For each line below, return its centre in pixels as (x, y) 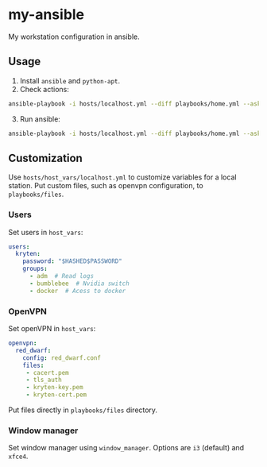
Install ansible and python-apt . (70, 80)
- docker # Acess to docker (77, 291)
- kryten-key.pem (54, 388)
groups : (35, 269)
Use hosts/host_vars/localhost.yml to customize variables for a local (122, 177)
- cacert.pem (47, 372)
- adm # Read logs (61, 276)
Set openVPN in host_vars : (52, 329)
